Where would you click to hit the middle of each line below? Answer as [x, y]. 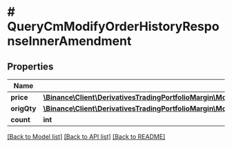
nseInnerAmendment [69, 41]
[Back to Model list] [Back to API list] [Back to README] [86, 137]
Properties [30, 66]
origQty [23, 109]
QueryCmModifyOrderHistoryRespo [113, 26]
